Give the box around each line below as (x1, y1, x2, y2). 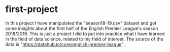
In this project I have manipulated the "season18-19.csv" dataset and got (5, 20, 157, 26)
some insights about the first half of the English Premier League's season (5, 25, 158, 31)
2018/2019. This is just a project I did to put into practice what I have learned (5, 30, 165, 36)
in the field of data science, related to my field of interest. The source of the (5, 36, 163, 42)
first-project (5, 3, 58, 15)
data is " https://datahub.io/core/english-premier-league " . (5, 41, 126, 47)
